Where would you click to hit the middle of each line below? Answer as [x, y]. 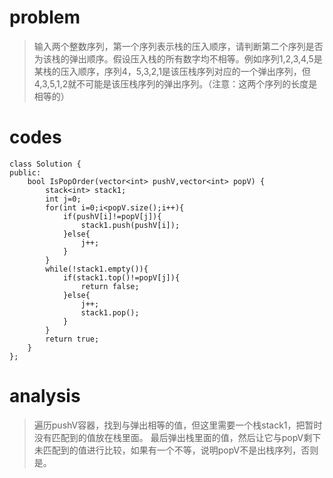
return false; [110, 286]
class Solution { [45, 164]
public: [25, 172]
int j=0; [63, 199]
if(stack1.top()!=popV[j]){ [121, 277]
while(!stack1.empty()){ [97, 269]
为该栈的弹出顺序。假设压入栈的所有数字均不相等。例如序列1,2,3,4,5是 [178, 58]
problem [45, 17]
